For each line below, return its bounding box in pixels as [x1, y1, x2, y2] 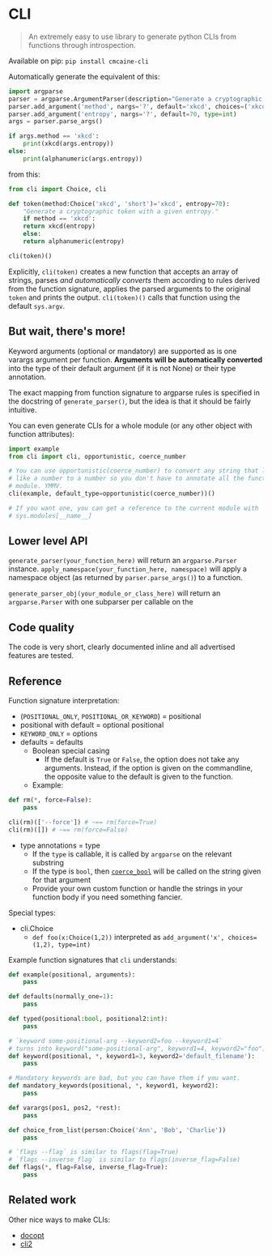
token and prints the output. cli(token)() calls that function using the [8, 293, 240, 302]
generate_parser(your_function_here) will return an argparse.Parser [8, 556, 237, 566]
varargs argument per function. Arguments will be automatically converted [8, 354, 263, 365]
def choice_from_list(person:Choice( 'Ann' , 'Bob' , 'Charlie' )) [8, 1126, 227, 1134]
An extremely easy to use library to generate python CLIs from [28, 32, 237, 41]
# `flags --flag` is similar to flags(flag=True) [8, 1148, 180, 1156]
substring [32, 857, 65, 867]
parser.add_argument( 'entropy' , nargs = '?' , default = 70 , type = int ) [8, 110, 237, 118]
